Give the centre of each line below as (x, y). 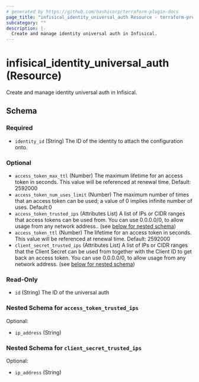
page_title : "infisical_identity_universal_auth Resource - (82, 17)
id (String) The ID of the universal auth (62, 293)
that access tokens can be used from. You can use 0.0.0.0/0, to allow (99, 220)
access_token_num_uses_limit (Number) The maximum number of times (102, 195)
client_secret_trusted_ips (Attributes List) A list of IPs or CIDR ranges (101, 245)
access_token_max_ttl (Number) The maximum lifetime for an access (99, 176)
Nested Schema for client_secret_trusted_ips (74, 347)
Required (20, 128)
